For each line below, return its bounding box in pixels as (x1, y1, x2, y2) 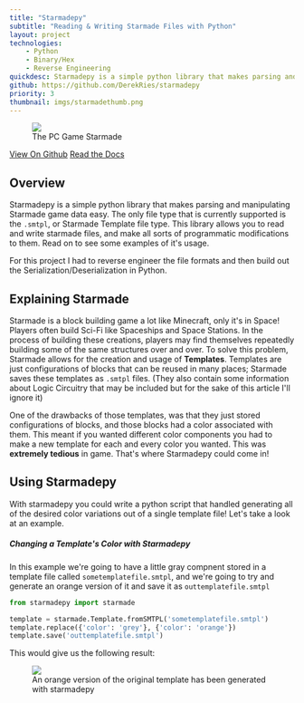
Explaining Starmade (9, 291, 129, 306)
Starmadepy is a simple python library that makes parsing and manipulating (9, 199, 291, 210)
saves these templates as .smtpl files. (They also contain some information (9, 373, 290, 383)
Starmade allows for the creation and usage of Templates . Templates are (9, 354, 282, 364)
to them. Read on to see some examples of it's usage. (9, 237, 210, 249)
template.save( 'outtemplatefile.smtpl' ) (9, 631, 165, 640)
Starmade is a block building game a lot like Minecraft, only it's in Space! (9, 315, 280, 326)
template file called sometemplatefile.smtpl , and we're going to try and (9, 571, 274, 582)
